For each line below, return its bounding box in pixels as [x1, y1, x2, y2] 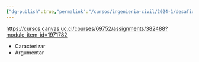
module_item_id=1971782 [6, 31, 68, 38]
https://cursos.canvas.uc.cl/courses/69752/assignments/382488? [6, 25, 168, 32]
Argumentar [14, 48, 44, 56]
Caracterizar [14, 43, 46, 50]
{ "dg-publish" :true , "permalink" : [6, 8, 89, 15]
